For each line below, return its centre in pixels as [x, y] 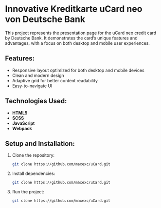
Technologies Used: [36, 101]
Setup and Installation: [40, 143]
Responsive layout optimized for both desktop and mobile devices [78, 70]
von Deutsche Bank [45, 19]
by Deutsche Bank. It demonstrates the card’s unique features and [71, 38]
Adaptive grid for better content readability [55, 80]
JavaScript [23, 123]
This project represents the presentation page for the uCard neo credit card [81, 33]
